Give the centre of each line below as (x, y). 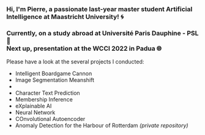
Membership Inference (44, 100)
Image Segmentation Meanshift (55, 80)
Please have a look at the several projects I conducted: (75, 62)
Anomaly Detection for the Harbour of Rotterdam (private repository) (102, 126)
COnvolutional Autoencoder (50, 119)
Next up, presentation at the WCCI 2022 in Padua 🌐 (84, 48)
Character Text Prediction (48, 93)
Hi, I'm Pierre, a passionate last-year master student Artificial (99, 9)
